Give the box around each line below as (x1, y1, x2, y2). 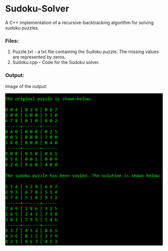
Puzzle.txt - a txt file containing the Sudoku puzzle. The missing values (12, 48, 159, 55)
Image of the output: (5, 83, 47, 89)
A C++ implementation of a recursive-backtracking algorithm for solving (5, 19, 154, 25)
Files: (5, 37, 19, 44)
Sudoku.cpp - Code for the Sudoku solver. (12, 59, 100, 65)
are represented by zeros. (12, 54, 66, 60)
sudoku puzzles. (5, 24, 39, 30)
